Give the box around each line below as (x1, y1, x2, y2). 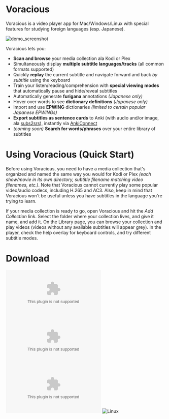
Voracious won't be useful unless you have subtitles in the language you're (6, 192, 163, 199)
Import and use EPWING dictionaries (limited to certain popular (13, 104, 146, 110)
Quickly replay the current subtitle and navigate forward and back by (13, 71, 158, 77)
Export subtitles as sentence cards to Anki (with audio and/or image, (13, 114, 159, 121)
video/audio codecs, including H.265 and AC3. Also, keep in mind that (6, 187, 153, 193)
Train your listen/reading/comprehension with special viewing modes (13, 82, 159, 88)
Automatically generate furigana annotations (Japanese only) (13, 93, 143, 99)
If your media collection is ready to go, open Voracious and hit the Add (6, 207, 154, 214)
